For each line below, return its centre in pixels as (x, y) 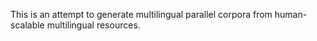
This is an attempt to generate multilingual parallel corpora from (141, 14)
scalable (27, 25)
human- (291, 14)
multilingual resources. (93, 25)
